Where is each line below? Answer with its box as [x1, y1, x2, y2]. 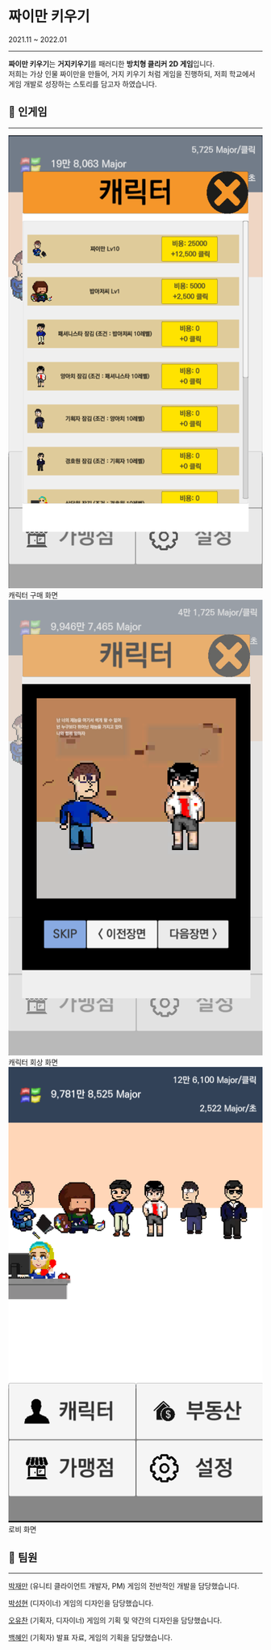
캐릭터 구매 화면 [8, 590, 59, 600]
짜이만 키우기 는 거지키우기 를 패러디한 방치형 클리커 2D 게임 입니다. [8, 58, 215, 69]
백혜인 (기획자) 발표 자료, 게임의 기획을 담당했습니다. [8, 1632, 173, 1642]
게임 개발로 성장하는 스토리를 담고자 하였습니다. [8, 78, 157, 89]
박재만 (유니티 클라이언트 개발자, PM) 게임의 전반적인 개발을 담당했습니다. [8, 1580, 240, 1590]
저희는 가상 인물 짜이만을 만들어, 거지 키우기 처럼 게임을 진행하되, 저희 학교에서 [8, 69, 256, 78]
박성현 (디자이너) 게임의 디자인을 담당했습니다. [8, 1598, 154, 1608]
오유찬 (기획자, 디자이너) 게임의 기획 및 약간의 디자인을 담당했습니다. [8, 1615, 223, 1625]
